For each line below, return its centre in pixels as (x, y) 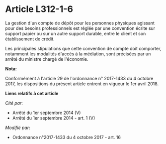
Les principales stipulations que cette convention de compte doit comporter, (83, 48)
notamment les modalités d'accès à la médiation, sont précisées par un (78, 54)
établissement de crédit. (30, 39)
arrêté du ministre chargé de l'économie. (47, 59)
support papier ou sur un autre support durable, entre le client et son (76, 33)
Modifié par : (18, 128)
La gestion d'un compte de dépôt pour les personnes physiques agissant (80, 23)
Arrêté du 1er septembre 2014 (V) (46, 113)
